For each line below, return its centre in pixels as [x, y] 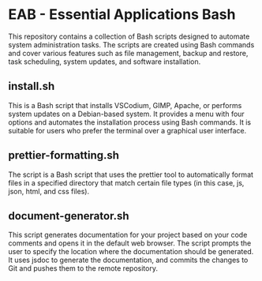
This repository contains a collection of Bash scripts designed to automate [129, 36]
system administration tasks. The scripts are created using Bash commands [131, 44]
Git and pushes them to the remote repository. [83, 268]
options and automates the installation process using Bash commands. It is [129, 122]
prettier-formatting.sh [64, 155]
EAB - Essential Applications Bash [122, 15]
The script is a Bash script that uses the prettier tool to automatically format [131, 174]
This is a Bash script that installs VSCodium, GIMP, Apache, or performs [125, 105]
